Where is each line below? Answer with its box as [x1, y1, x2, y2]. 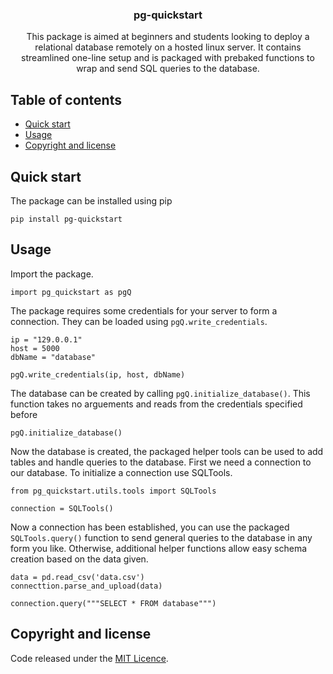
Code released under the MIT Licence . [10, 652, 169, 664]
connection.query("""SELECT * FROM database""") [10, 598, 217, 608]
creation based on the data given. [10, 553, 149, 565]
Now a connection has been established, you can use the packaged [10, 521, 290, 533]
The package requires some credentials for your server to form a [10, 304, 278, 317]
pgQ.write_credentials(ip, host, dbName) [10, 369, 186, 380]
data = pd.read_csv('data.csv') [10, 572, 145, 582]
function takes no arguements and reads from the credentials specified [10, 398, 303, 410]
